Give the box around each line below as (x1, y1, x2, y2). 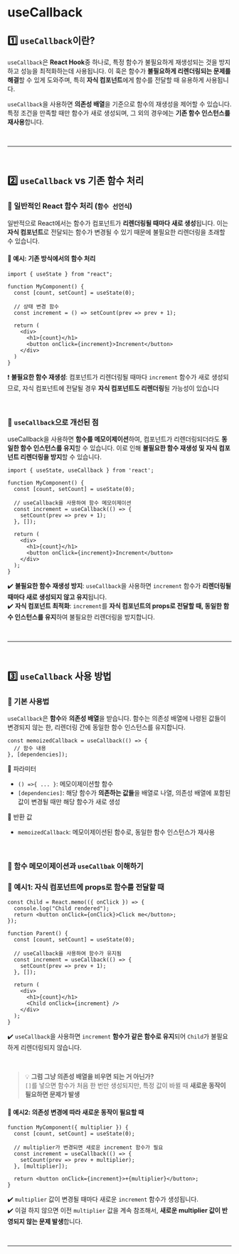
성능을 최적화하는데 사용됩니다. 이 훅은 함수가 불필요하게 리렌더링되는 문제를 (20, 67, 231, 75)
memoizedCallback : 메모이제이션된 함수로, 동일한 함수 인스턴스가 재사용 (17, 827, 216, 836)
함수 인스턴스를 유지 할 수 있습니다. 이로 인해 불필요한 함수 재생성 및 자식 (20, 444, 218, 452)
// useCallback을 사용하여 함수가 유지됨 (14, 950, 122, 957)
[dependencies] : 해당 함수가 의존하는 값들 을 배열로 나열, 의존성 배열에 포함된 (17, 788, 231, 797)
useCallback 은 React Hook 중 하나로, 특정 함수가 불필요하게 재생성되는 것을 (7, 58, 218, 66)
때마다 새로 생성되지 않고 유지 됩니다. (7, 593, 107, 602)
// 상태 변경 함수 (14, 303, 59, 310)
